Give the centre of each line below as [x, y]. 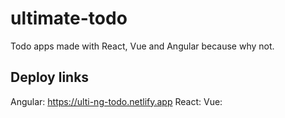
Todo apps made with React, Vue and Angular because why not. [142, 46]
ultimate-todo [69, 18]
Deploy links [50, 77]
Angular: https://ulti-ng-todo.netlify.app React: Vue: [116, 101]
